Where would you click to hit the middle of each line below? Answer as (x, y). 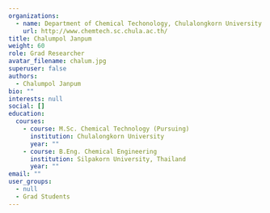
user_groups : (30, 182)
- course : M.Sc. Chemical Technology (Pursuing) (106, 129)
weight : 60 (27, 46)
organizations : (34, 16)
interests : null (36, 99)
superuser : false (38, 69)
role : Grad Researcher (46, 53)
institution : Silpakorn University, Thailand (108, 159)
